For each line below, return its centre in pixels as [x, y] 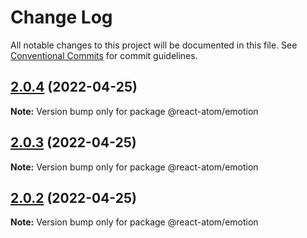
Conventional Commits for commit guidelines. [104, 55]
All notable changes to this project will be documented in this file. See [154, 45]
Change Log [61, 17]
